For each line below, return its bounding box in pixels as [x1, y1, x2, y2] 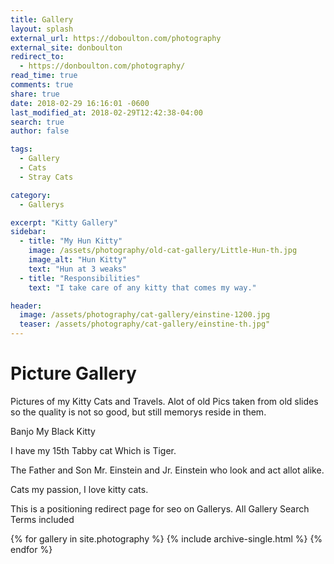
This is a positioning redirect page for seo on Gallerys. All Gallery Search [10, 502, 310, 515]
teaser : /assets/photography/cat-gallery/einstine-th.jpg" [19, 319, 271, 330]
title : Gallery [10, 14, 74, 25]
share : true [10, 89, 60, 99]
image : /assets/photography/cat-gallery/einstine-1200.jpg [19, 310, 271, 320]
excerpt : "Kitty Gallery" [10, 217, 118, 228]
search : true [10, 117, 65, 127]
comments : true [10, 80, 74, 90]
